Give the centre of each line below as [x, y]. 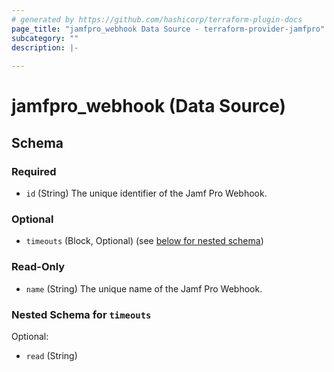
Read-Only [38, 267]
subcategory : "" [45, 38]
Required [34, 171]
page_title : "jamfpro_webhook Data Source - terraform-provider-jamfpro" [168, 29]
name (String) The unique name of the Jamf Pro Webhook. [144, 288]
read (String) [51, 355]
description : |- [45, 47]
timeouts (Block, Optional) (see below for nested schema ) [144, 241]
